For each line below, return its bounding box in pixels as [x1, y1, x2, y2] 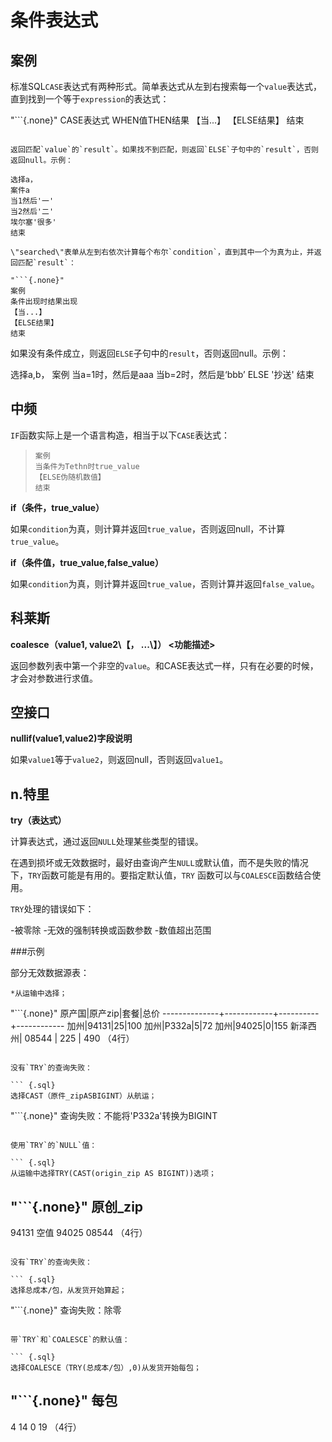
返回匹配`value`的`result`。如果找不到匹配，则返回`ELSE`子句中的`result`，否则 [10, 145, 319, 155]
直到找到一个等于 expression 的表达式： [10, 93, 170, 105]
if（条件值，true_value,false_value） [10, 556, 164, 568]
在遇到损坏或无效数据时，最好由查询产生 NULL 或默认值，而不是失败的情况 [10, 857, 309, 869]
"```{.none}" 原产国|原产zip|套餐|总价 [10, 1007, 161, 1020]
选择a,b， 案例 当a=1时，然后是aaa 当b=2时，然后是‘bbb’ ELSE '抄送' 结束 [10, 369, 315, 380]
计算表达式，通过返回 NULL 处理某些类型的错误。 [10, 836, 204, 848]
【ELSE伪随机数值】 [34, 472, 106, 482]
